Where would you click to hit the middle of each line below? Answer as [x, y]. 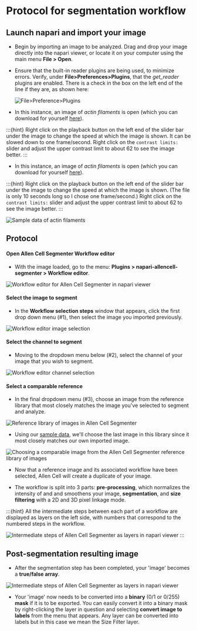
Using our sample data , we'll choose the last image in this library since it [102, 435]
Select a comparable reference [45, 386]
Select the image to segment [42, 298]
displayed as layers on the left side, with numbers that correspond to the [94, 518]
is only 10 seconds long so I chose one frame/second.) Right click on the [94, 196]
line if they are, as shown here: [52, 89]
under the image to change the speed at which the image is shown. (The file [98, 190]
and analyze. [30, 412]
